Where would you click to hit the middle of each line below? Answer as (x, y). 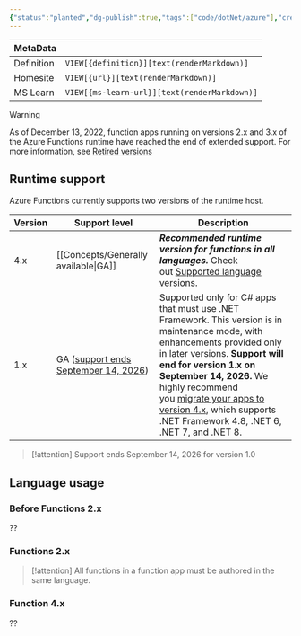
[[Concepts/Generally (102, 255)
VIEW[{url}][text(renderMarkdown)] (141, 78)
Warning (25, 114)
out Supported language (210, 272)
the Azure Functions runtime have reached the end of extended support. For (150, 141)
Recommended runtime (211, 238)
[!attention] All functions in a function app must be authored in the (153, 570)
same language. (61, 580)
